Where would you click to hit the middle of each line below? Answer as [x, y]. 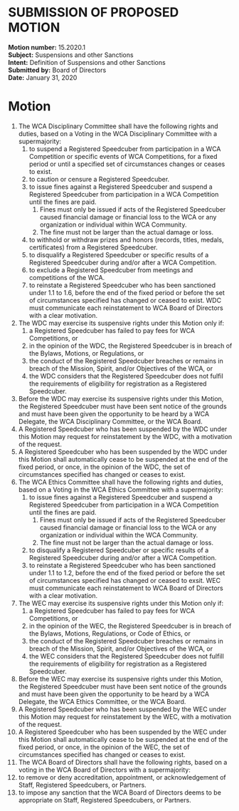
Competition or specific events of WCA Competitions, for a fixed [123, 156]
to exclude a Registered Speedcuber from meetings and [111, 270]
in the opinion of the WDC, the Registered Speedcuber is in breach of [131, 346]
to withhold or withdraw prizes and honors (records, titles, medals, [126, 239]
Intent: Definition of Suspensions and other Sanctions [87, 62]
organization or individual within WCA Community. [113, 224]
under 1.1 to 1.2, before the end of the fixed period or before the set [127, 573]
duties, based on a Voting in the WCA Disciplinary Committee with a [118, 133]
